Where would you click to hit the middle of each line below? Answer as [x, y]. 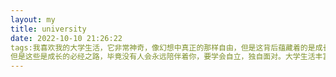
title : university [48, 29]
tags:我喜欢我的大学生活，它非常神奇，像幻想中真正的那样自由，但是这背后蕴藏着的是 [163, 47]
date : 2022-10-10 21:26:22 [66, 38]
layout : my [33, 19]
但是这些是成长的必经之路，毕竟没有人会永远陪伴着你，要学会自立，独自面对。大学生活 [163, 57]
